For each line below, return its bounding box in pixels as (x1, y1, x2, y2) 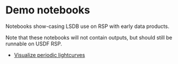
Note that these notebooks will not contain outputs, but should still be (5, 34, 173, 41)
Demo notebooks (5, 3, 90, 17)
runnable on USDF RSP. (5, 40, 62, 47)
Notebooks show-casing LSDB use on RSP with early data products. (5, 23, 170, 30)
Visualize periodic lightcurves (13, 51, 85, 58)
